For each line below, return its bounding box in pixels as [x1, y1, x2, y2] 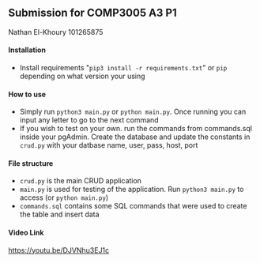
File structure [8, 158, 54, 168]
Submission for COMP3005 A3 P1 [8, 6, 178, 20]
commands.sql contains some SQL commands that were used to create [19, 201, 247, 211]
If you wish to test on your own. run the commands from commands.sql [19, 124, 253, 133]
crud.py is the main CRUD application [19, 176, 142, 186]
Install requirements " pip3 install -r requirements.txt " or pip [19, 63, 228, 73]
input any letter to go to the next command [19, 115, 160, 125]
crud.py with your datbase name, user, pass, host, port [19, 141, 198, 150]
